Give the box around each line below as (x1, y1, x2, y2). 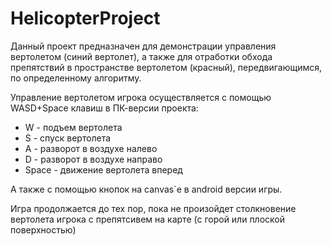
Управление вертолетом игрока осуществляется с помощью (10, 91, 272, 103)
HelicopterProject (10, 7, 161, 30)
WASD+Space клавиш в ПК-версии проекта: (10, 102, 199, 114)
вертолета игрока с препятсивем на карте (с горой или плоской (10, 213, 286, 225)
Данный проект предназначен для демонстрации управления (10, 40, 277, 52)
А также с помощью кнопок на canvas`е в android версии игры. (10, 183, 283, 195)
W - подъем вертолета (24, 121, 123, 133)
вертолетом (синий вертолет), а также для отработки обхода (10, 50, 273, 62)
